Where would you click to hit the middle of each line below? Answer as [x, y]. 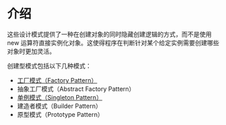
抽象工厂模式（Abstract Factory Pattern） [76, 89]
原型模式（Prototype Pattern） [60, 114]
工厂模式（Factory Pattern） [57, 80]
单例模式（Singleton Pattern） [60, 97]
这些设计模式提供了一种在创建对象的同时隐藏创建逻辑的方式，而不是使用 [109, 34]
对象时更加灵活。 [31, 51]
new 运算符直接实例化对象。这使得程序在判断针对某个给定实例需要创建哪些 [113, 42]
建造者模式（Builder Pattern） [59, 106]
